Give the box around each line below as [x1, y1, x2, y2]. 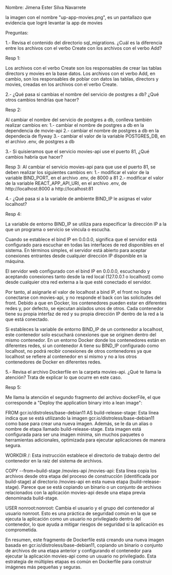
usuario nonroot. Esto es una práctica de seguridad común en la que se [5, 510, 157, 516]
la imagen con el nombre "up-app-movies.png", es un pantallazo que [5, 14, 151, 20]
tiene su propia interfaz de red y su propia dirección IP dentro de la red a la [5, 311, 164, 317]
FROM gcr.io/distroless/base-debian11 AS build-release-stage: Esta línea [5, 410, 159, 415]
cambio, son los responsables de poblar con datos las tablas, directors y [5, 76, 159, 82]
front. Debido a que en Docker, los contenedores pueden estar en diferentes [5, 300, 167, 306]
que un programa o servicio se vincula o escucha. [5, 226, 111, 233]
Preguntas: [5, 30, 29, 35]
